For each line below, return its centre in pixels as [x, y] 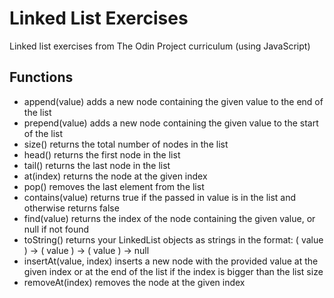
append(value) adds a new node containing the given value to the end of [173, 101]
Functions [41, 77]
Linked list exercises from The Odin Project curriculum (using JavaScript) [160, 46]
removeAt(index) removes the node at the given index [134, 282]
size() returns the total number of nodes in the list [126, 144]
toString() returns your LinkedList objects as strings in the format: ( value [173, 239]
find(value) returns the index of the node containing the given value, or [169, 218]
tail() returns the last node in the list [97, 165]
